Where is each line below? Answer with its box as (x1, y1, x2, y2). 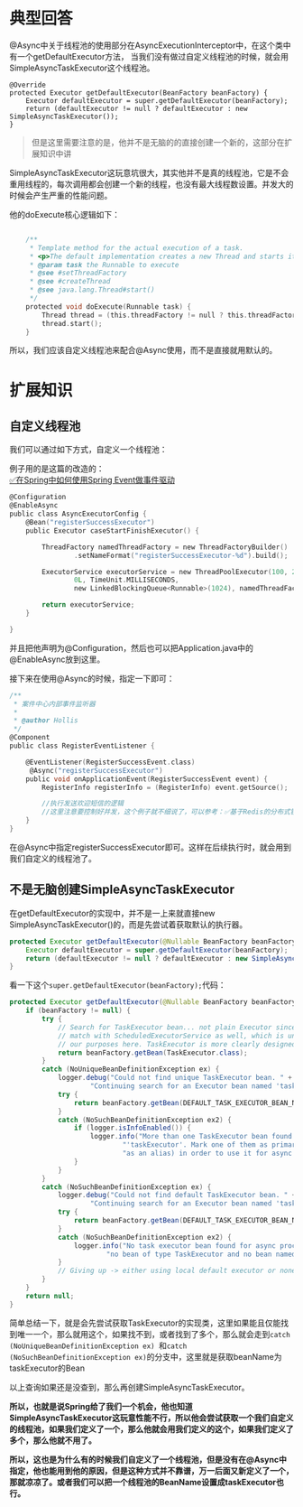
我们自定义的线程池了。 (9, 852, 96, 863)
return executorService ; (41, 600, 135, 609)
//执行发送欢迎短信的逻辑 (41, 799, 124, 808)
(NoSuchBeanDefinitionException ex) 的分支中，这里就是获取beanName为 (9, 1351, 282, 1362)
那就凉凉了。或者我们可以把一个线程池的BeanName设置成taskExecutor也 (9, 1476, 284, 1487)
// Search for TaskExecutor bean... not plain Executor (57, 1022, 272, 1032)
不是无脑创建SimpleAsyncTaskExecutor (9, 882, 234, 898)
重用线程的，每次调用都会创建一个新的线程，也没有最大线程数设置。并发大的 (9, 178, 294, 190)
